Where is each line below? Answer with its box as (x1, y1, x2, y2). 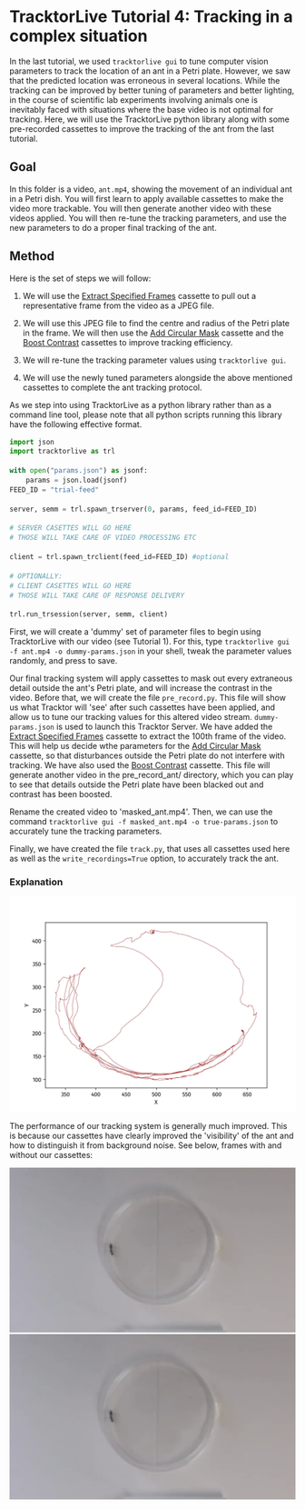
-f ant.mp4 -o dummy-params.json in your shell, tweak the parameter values (9, 645, 292, 656)
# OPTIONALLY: (9, 571, 64, 581)
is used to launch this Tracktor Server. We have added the (55, 721, 273, 733)
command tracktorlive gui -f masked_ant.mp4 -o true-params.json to (9, 816, 279, 827)
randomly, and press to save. (9, 655, 118, 666)
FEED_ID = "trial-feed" (9, 485, 100, 495)
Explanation (9, 875, 64, 888)
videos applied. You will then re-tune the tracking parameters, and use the (9, 212, 288, 224)
